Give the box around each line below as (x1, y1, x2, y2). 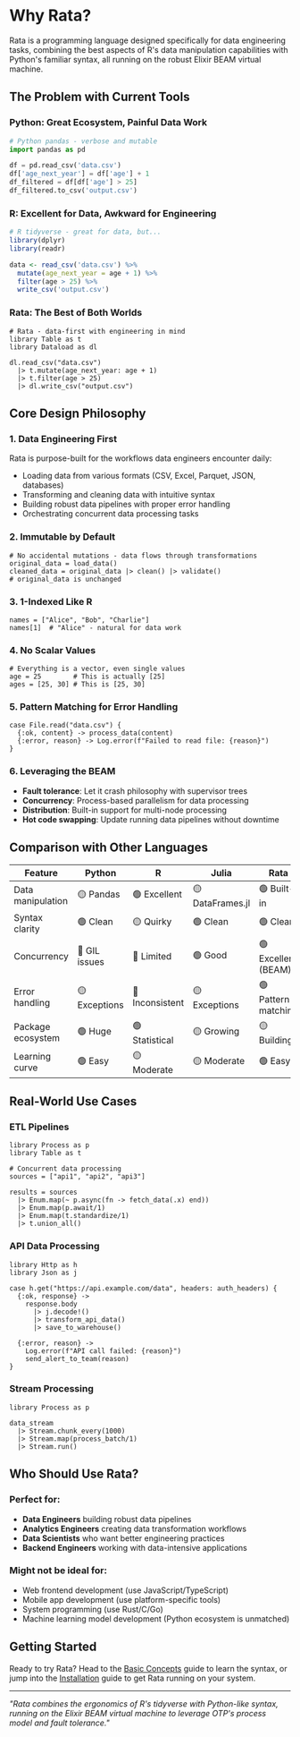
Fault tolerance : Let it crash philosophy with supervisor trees (21, 785, 248, 796)
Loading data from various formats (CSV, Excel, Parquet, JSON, (21, 471, 256, 481)
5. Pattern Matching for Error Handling (9, 701, 179, 713)
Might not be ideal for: (9, 1564, 107, 1577)
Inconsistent (132, 997, 185, 1009)
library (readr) (9, 243, 66, 253)
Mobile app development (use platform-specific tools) (21, 1594, 221, 1605)
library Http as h (9, 1260, 78, 1269)
